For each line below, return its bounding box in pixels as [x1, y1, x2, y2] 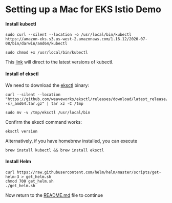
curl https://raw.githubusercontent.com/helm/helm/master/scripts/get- [5, 170, 161, 175]
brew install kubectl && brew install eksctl [5, 147, 104, 153]
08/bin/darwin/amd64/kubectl [5, 41, 68, 47]
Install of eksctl [5, 71, 39, 77]
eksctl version [5, 129, 38, 134]
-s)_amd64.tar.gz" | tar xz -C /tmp [5, 101, 83, 106]
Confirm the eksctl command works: [5, 119, 82, 125]
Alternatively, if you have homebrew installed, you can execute [5, 138, 137, 144]
